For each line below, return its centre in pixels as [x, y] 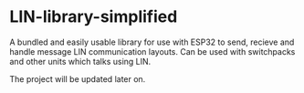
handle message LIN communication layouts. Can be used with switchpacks [152, 51]
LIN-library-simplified [94, 17]
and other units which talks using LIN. [80, 61]
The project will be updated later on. [78, 78]
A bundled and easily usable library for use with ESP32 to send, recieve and [152, 42]
